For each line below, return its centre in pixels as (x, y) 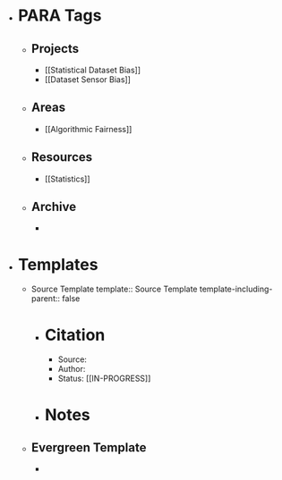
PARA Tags (60, 16)
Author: (72, 369)
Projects (55, 49)
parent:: (46, 299)
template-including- (236, 289)
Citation (75, 335)
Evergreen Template (89, 447)
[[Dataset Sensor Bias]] (88, 80)
